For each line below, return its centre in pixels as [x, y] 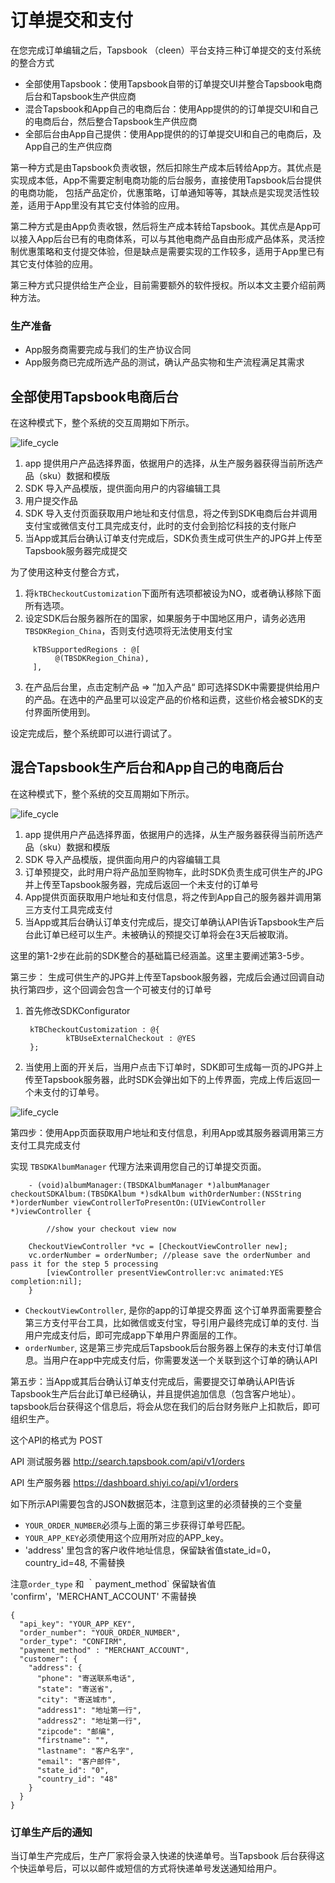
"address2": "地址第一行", [89, 1721]
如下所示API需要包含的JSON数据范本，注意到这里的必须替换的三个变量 [156, 1503]
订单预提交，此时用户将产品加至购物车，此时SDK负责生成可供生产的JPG [173, 872]
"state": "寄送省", [75, 1689]
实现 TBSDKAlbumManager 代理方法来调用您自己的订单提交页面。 [138, 1166]
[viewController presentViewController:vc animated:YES [165, 1272]
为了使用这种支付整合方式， [67, 572]
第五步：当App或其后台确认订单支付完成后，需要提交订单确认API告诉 [153, 1381]
